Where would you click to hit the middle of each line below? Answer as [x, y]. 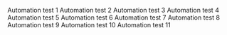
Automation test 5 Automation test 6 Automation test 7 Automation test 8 [114, 17]
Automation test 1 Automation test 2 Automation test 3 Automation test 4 [113, 10]
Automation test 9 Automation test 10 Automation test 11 [89, 25]
